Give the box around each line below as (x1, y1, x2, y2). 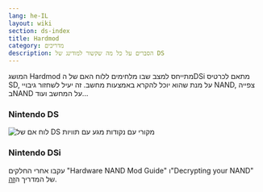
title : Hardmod (8, 34, 60, 43)
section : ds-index (8, 27, 70, 35)
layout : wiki (8, 19, 52, 27)
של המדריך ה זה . (8, 174, 58, 184)
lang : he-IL (8, 11, 48, 20)
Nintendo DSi (8, 147, 62, 158)
